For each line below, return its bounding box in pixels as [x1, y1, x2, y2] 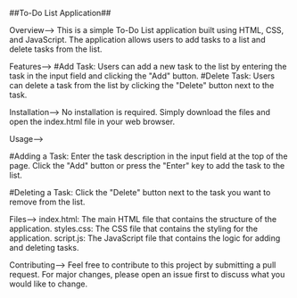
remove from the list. [9, 196, 86, 207]
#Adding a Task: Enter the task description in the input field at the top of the [9, 151, 288, 161]
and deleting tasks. [9, 243, 79, 252]
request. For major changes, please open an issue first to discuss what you [9, 269, 285, 279]
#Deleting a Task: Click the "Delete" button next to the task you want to [9, 187, 271, 197]
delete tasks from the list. [9, 44, 103, 54]
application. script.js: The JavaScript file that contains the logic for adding [9, 233, 281, 244]
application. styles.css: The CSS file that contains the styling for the [9, 223, 259, 234]
